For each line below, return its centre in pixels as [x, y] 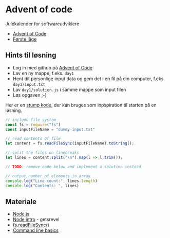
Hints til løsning [31, 55]
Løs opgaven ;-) [30, 95]
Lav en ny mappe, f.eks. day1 [43, 73]
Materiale [21, 202]
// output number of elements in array [48, 176]
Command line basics [36, 230]
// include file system [31, 120]
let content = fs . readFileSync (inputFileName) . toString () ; [70, 143]
